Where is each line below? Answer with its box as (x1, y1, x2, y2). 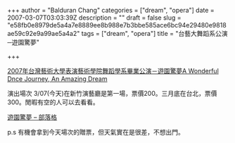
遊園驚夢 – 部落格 (7, 113, 58, 121)
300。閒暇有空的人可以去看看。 (7, 98, 100, 106)
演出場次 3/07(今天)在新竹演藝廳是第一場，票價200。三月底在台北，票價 (7, 89, 217, 97)
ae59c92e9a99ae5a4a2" (7, 30, 80, 37)
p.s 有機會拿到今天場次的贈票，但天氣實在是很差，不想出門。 (7, 128, 184, 136)
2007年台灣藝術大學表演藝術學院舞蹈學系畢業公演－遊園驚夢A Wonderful (7, 67, 220, 75)
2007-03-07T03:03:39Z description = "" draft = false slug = (7, 13, 182, 22)
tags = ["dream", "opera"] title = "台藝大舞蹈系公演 (81, 30, 228, 37)
